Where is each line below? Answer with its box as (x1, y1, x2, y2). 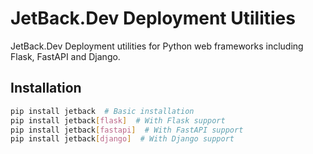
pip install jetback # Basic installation (10, 106, 195, 116)
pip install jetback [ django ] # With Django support (10, 134, 235, 144)
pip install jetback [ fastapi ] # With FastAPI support (10, 125, 244, 135)
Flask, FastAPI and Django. (10, 50, 121, 62)
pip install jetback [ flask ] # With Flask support (10, 115, 226, 126)
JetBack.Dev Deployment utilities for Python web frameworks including (10, 40, 304, 52)
